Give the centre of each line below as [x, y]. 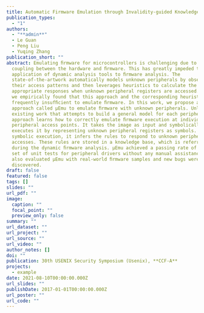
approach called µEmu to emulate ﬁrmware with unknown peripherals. [100, 108]
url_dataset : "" [27, 227]
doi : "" [16, 255]
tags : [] [17, 182]
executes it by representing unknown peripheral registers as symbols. [104, 131]
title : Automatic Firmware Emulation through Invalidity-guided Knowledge [103, 12]
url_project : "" [27, 233]
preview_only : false [38, 216]
